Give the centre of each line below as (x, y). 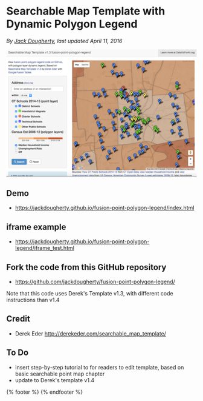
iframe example (36, 227)
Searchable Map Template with (86, 11)
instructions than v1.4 (33, 300)
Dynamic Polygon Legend (72, 24)
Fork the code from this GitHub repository (86, 267)
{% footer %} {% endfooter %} (45, 392)
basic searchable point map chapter (60, 374)
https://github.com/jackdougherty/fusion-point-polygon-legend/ (95, 282)
